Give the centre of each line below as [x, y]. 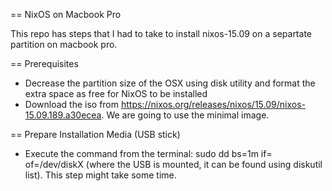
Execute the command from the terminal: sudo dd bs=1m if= [148, 153]
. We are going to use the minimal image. [185, 115]
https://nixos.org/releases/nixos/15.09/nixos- [213, 104]
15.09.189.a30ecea [63, 115]
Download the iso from [72, 104]
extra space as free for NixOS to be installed [116, 93]
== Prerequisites [44, 63]
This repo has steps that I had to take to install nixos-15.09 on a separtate [161, 33]
